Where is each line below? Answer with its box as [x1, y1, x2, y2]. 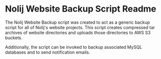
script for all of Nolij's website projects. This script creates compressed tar [5, 24, 155, 30]
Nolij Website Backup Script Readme [5, 3, 157, 15]
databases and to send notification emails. [5, 49, 90, 55]
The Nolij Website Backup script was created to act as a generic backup [5, 19, 150, 25]
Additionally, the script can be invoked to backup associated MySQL [5, 44, 142, 50]
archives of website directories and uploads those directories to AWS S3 [5, 29, 151, 35]
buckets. [5, 35, 23, 41]
